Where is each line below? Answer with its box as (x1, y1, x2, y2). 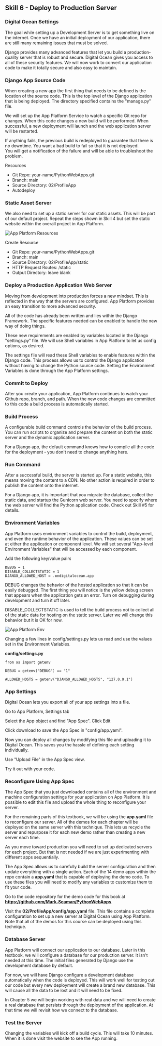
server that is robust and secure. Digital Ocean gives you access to (19, 54, 153, 60)
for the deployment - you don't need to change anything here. (5, 449, 129, 455)
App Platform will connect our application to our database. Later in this (5, 947, 146, 953)
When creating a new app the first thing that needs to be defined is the (5, 87, 146, 94)
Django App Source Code (5, 77, 66, 84)
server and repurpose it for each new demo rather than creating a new (5, 829, 146, 835)
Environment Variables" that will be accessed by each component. (5, 546, 137, 552)
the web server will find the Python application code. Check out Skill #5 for (5, 502, 154, 508)
